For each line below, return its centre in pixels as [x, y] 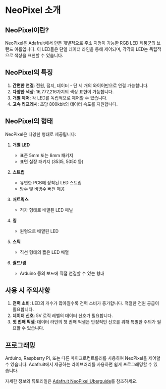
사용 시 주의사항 [28, 290]
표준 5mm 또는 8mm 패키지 [46, 155]
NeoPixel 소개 [33, 10]
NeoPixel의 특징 [29, 73]
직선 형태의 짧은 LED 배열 [44, 252]
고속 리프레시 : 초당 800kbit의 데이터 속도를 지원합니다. [65, 104]
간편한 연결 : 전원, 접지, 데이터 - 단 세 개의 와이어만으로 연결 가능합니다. [80, 85]
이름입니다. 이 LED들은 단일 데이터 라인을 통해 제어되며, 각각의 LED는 [81, 49]
